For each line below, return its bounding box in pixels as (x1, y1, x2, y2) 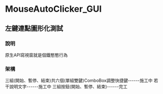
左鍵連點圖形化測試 (5, 24, 63, 32)
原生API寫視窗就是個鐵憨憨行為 (5, 52, 68, 58)
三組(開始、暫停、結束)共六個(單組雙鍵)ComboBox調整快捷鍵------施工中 (5, 77, 153, 84)
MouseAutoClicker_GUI (5, 3, 102, 15)
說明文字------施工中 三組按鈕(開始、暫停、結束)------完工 (9, 84, 128, 90)
